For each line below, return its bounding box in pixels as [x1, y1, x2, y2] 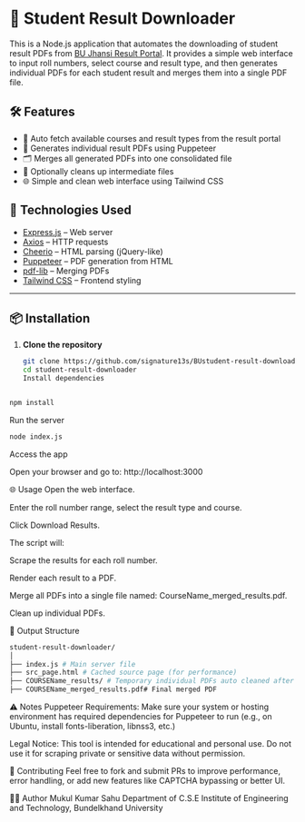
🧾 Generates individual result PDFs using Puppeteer [22, 143, 216, 154]
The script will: [9, 537, 65, 548]
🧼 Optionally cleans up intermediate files [22, 165, 174, 176]
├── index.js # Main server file [9, 659, 136, 668]
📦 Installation [9, 311, 91, 326]
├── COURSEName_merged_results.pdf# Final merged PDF [9, 685, 218, 694]
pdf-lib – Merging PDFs [22, 265, 110, 276]
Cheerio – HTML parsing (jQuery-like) [22, 245, 163, 257]
